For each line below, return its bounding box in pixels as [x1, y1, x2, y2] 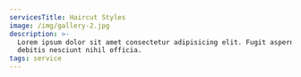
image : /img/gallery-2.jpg [9, 21, 110, 30]
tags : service [9, 54, 63, 63]
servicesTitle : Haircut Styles [9, 12, 126, 22]
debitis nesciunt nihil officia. [17, 46, 142, 55]
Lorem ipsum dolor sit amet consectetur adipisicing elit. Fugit [17, 37, 267, 47]
